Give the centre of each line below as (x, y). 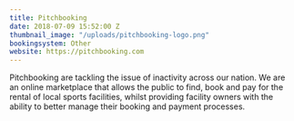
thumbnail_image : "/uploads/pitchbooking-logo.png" (109, 35)
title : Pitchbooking (49, 18)
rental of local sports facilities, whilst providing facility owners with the (142, 97)
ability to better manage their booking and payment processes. (127, 106)
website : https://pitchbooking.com (77, 52)
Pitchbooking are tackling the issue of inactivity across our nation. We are (147, 77)
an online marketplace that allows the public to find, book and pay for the (147, 87)
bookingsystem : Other (51, 43)
